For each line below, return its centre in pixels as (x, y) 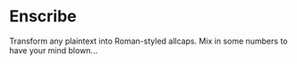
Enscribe (43, 16)
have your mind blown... (54, 50)
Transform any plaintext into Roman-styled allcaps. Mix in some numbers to (148, 41)
